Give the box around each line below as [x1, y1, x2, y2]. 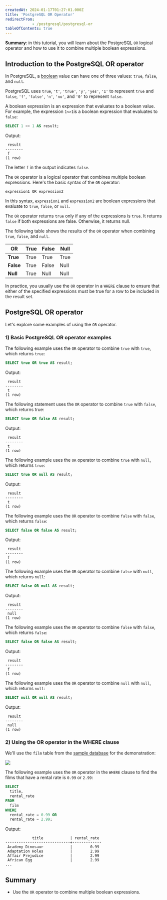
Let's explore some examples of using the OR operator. [5, 321, 117, 327]
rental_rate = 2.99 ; [9, 817, 52, 822]
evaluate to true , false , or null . [5, 203, 70, 209]
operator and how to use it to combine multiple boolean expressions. [5, 45, 146, 51]
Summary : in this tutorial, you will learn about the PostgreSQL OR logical [5, 40, 153, 46]
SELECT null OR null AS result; [5, 695, 72, 700]
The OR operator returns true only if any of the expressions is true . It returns [5, 213, 162, 219]
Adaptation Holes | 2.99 [7, 849, 99, 854]
